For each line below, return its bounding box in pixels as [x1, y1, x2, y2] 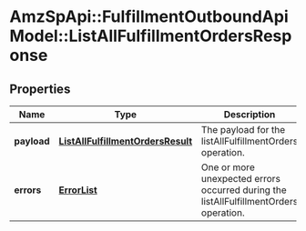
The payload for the [200, 124, 286, 136]
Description [223, 108, 276, 120]
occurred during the [200, 184, 287, 196]
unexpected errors [200, 173, 280, 185]
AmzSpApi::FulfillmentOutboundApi [9, 6, 289, 27]
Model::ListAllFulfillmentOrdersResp [9, 25, 292, 46]
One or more [200, 161, 255, 174]
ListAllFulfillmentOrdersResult [58, 135, 193, 147]
